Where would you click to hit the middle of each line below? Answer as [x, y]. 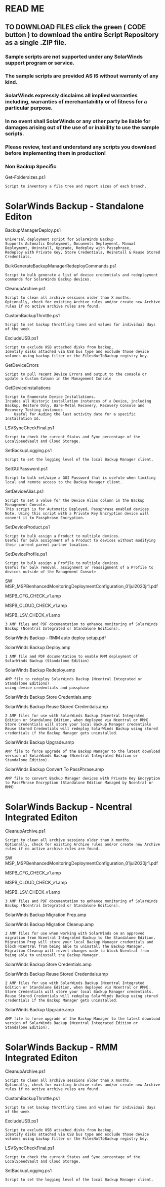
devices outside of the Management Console [51, 572]
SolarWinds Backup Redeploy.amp [40, 670]
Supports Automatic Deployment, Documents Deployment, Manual [70, 244]
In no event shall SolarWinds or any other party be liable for [78, 121]
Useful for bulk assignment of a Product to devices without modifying [80, 541]
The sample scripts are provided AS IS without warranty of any [82, 76]
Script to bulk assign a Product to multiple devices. [63, 536]
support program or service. [40, 63]
